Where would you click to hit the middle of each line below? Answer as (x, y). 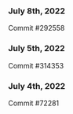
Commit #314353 (36, 65)
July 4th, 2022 (37, 86)
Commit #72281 (34, 103)
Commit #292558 (36, 28)
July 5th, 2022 (36, 49)
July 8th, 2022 (36, 11)
